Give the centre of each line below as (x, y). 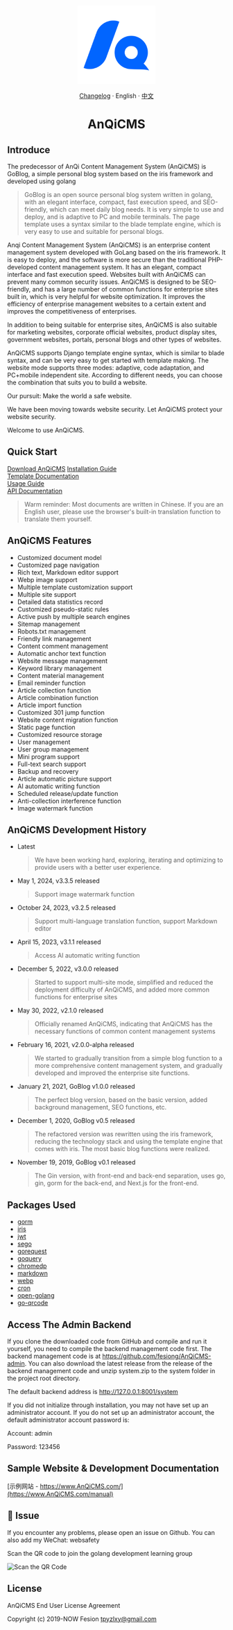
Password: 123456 (34, 1447)
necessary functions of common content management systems (125, 1031)
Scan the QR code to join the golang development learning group (100, 1553)
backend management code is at (54, 1356)
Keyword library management (59, 668)
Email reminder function (51, 683)
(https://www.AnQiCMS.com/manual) (60, 1494)
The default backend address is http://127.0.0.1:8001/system (93, 1392)
